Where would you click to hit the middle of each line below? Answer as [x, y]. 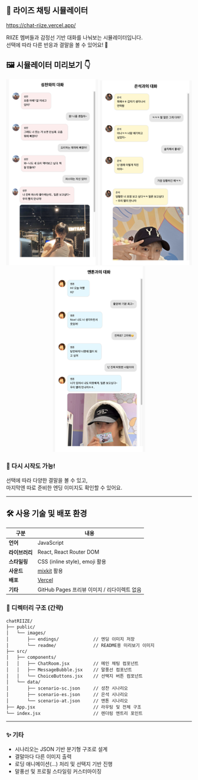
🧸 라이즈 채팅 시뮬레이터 [47, 11]
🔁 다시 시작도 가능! [31, 466]
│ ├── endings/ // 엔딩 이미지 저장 [70, 639]
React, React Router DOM [68, 552]
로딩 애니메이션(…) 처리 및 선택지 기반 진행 [64, 763]
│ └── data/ [24, 682]
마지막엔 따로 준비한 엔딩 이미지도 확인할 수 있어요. [64, 487]
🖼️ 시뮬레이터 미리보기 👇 [48, 65]
